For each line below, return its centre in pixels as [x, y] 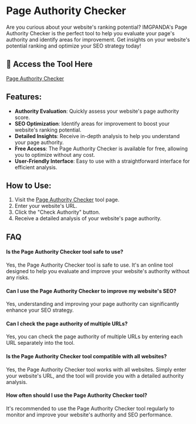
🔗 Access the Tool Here [49, 64]
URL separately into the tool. [40, 343]
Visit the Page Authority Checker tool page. [67, 200]
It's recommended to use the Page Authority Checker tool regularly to [90, 408]
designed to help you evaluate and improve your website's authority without [98, 271]
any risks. [18, 277]
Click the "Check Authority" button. [57, 212]
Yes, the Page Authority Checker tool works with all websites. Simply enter [96, 369]
